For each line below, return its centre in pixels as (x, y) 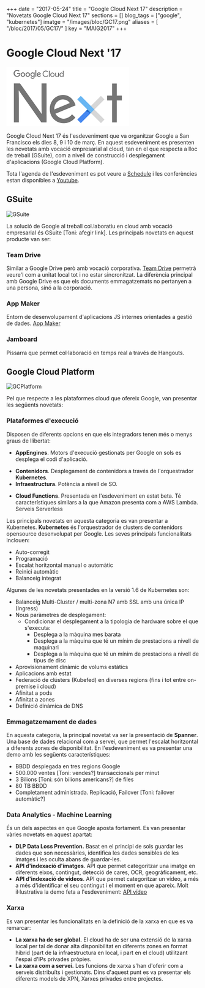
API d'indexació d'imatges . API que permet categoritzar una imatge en (105, 866)
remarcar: (19, 927)
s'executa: (37, 627)
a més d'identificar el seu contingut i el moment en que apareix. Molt (102, 885)
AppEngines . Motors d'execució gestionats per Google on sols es (98, 452)
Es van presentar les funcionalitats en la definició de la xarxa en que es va (100, 921)
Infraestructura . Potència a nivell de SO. (66, 484)
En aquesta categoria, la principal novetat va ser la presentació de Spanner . (102, 735)
